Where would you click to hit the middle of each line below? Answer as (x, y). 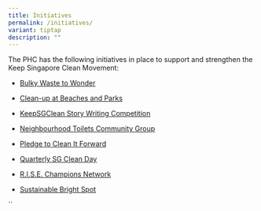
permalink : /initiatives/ (50, 23)
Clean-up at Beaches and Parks (71, 98)
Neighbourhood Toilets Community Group (87, 129)
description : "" (35, 37)
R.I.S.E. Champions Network (65, 174)
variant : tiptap (35, 30)
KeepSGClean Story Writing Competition (85, 114)
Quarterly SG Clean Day (58, 159)
